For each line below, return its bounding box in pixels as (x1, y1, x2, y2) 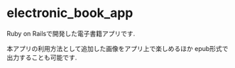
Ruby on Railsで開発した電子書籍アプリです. (6, 29, 136, 38)
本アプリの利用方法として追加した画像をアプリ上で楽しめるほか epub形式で (6, 44, 229, 52)
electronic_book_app (6, 5, 133, 21)
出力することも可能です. (6, 53, 77, 62)
